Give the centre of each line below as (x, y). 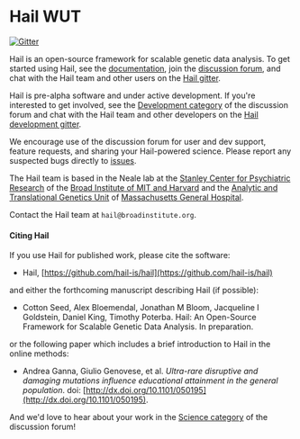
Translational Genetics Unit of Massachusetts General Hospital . (127, 197)
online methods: (39, 354)
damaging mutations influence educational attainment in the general (150, 381)
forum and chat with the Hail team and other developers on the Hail (134, 114)
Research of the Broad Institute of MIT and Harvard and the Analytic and (144, 187)
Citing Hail (29, 235)
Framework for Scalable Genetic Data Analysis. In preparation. (138, 327)
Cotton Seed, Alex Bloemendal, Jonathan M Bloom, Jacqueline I (141, 308)
